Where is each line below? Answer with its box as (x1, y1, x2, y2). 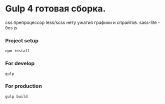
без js (5, 24, 17, 30)
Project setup (5, 37, 38, 44)
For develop (5, 60, 35, 67)
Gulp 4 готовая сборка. (5, 3, 106, 14)
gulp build (5, 94, 28, 99)
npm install (5, 48, 30, 54)
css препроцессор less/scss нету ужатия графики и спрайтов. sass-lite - (5, 19, 160, 25)
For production (5, 83, 42, 90)
